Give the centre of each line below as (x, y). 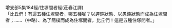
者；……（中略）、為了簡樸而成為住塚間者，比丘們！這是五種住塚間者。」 (81, 20)
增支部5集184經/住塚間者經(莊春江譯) (44, 7)
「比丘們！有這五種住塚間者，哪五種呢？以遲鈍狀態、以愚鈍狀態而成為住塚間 (86, 14)
